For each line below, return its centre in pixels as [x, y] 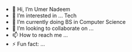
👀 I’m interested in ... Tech [44, 16]
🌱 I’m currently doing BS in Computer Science [69, 22]
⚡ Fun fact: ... [28, 44]
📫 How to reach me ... [40, 35]
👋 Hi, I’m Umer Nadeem [41, 9]
